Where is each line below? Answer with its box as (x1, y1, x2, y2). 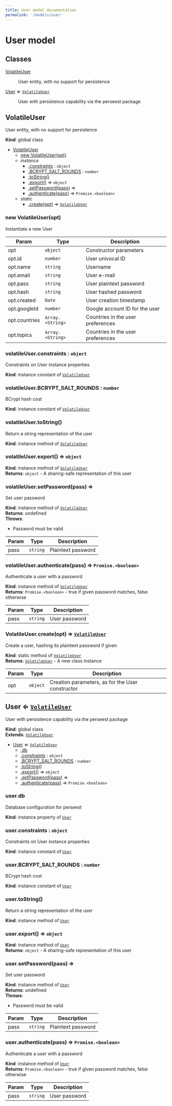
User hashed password (85, 288, 142, 295)
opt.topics (8, 331, 32, 338)
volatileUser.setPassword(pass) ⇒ (5, 483, 93, 490)
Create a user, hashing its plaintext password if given (5, 642, 117, 649)
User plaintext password (85, 280, 145, 287)
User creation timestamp (85, 296, 145, 303)
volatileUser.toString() (5, 419, 62, 426)
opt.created (8, 296, 36, 303)
